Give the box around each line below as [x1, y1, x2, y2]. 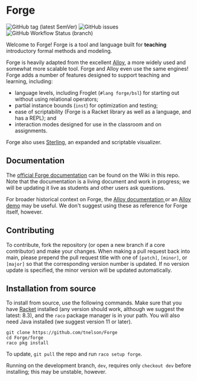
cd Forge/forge [6, 335, 44, 341]
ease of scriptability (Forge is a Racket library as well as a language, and [14, 108, 191, 115]
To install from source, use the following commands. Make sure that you [6, 299, 182, 306]
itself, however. [6, 208, 43, 215]
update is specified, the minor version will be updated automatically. [6, 266, 173, 274]
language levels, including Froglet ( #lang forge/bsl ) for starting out [14, 89, 179, 96]
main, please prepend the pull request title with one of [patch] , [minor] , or [6, 253, 188, 261]
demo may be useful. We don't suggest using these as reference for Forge [6, 202, 188, 209]
